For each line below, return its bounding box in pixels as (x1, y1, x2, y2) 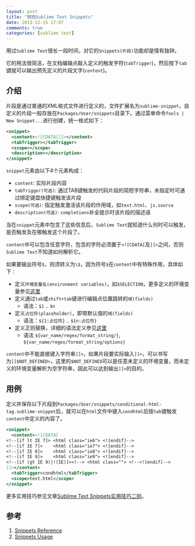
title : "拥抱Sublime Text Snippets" (6, 14, 93, 20)
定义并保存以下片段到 (6, 400, 57, 407)
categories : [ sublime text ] (6, 30, 75, 36)
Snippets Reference (14, 527, 62, 534)
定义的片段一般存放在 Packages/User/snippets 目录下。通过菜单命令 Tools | (6, 109, 184, 116)
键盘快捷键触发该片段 (30, 194, 82, 201)
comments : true (6, 25, 43, 31)
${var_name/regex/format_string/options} (23, 339, 126, 345)
